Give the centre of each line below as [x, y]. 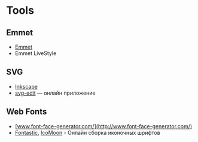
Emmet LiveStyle [36, 53]
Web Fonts [27, 112]
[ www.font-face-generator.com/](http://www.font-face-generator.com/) [103, 126]
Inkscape [26, 86]
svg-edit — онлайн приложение [55, 93]
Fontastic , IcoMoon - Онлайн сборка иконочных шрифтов [87, 132]
